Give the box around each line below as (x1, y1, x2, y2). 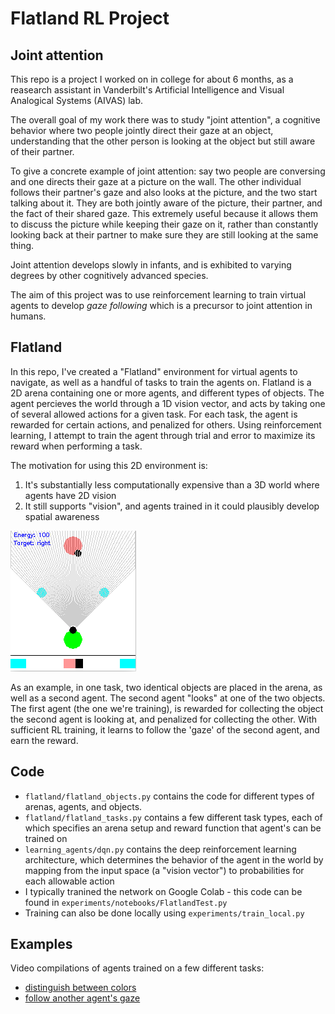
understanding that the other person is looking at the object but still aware (10, 135, 316, 147)
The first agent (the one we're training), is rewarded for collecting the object (10, 702, 324, 714)
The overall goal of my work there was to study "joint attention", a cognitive (10, 114, 321, 126)
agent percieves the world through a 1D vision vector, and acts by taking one (10, 397, 326, 409)
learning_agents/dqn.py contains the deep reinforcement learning (24, 843, 297, 855)
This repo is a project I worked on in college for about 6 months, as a (10, 73, 294, 85)
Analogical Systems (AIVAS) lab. (10, 95, 144, 106)
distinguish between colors (24, 982, 137, 994)
